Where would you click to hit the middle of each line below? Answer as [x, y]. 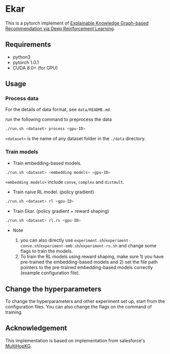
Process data [22, 99]
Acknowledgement [36, 328]
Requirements [28, 45]
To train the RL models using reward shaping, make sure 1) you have [92, 257]
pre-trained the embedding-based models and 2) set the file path [89, 262]
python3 [21, 57]
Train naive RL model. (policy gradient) [53, 192]
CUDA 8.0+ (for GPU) [35, 68]
